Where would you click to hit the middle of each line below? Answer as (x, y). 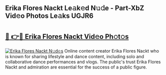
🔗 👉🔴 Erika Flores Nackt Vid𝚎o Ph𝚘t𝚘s (67, 37)
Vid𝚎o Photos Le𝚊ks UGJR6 (49, 16)
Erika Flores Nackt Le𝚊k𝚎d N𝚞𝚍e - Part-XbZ (75, 8)
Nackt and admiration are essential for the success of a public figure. (76, 67)
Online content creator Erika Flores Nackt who (112, 51)
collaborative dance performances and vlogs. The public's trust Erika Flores (83, 62)
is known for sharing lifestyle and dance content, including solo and (75, 56)
